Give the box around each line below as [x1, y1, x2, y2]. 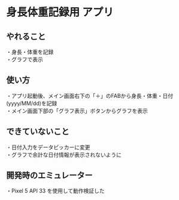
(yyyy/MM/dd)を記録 [6, 100, 57, 107]
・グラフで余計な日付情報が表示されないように [6, 151, 122, 158]
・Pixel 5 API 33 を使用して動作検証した [6, 187, 105, 195]
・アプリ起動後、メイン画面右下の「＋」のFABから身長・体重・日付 [6, 92, 174, 99]
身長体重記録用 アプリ [6, 5, 114, 19]
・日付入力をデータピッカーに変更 [6, 144, 90, 151]
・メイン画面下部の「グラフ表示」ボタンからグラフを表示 [6, 107, 148, 114]
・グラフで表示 [6, 56, 43, 63]
